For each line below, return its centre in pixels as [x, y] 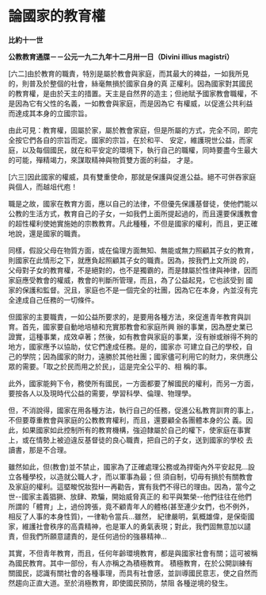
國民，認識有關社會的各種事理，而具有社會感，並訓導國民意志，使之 [126, 573]
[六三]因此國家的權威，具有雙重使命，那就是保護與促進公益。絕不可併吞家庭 [132, 176]
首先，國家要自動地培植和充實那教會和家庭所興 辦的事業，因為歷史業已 [137, 326]
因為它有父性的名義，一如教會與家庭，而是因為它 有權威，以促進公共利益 [134, 103]
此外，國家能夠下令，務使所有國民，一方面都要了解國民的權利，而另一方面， [133, 383]
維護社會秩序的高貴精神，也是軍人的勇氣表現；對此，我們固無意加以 [133, 526]
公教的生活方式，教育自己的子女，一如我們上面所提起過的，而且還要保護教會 [133, 213]
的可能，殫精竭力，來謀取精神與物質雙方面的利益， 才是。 [103, 160]
